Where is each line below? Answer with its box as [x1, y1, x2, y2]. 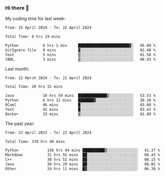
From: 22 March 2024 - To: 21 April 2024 [5, 75, 92, 81]
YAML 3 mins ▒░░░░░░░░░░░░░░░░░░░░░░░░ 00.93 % [5, 57, 156, 62]
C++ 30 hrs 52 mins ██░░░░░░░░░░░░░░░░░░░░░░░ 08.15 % [5, 157, 161, 162]
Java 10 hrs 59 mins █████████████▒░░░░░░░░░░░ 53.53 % [5, 93, 156, 98]
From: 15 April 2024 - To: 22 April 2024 [5, 25, 92, 30]
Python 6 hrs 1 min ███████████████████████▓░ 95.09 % [5, 43, 156, 48]
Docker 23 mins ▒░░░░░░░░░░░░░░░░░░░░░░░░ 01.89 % [5, 111, 156, 117]
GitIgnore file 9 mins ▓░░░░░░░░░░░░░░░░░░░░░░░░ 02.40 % [5, 47, 156, 52]
